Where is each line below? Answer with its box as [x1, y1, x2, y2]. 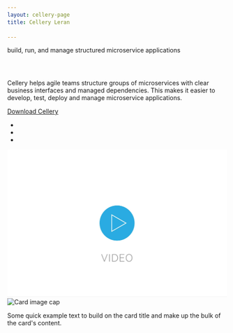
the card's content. [7, 318, 62, 327]
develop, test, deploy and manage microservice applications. [7, 94, 183, 102]
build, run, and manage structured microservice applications [7, 46, 181, 55]
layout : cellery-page [7, 11, 70, 18]
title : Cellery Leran [7, 18, 70, 26]
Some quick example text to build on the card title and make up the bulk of [7, 311, 221, 320]
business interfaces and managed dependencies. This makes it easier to [7, 86, 216, 94]
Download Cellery [7, 107, 59, 115]
